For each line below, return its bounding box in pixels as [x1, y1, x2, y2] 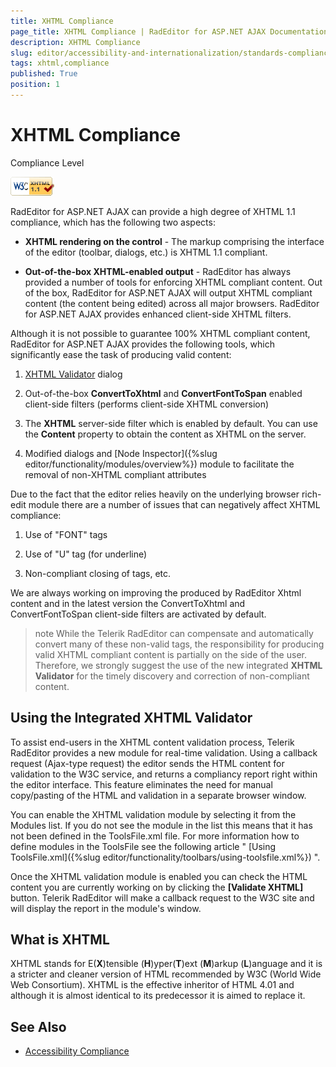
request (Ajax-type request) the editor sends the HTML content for [10, 757, 285, 769]
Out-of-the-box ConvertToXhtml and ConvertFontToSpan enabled [24, 387, 303, 399]
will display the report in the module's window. [10, 902, 202, 914]
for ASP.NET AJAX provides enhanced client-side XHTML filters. [24, 308, 292, 320]
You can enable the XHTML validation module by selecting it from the [10, 808, 297, 820]
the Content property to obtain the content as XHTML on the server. [24, 428, 307, 440]
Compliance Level [10, 156, 85, 169]
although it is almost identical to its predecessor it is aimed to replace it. [10, 990, 306, 1002]
